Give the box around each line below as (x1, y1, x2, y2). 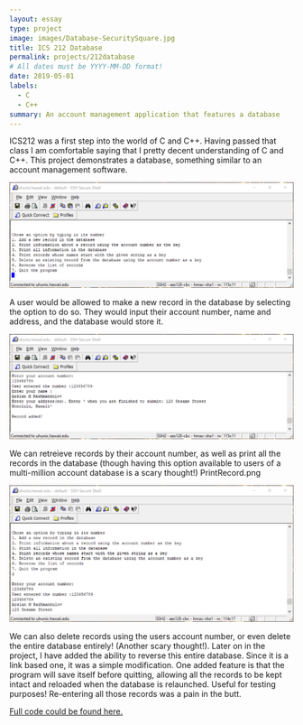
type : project (9, 23, 63, 33)
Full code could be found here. (9, 706, 124, 717)
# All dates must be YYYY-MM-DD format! (9, 62, 164, 71)
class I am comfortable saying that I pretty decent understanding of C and (9, 145, 284, 156)
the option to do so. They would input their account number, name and (9, 306, 271, 317)
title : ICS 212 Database (9, 43, 103, 52)
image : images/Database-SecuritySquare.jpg (9, 33, 176, 42)
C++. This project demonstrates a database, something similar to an (9, 154, 262, 166)
